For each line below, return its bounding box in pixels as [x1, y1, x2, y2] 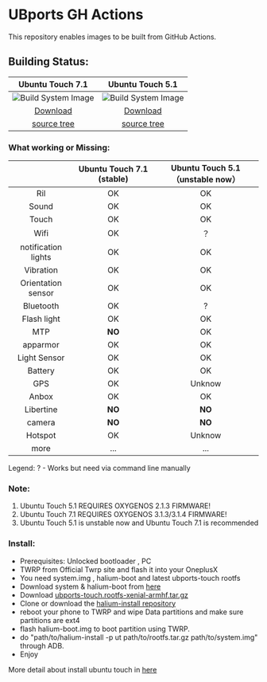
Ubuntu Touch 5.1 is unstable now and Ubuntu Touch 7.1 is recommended [19, 518, 259, 527]
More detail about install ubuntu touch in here [8, 664, 157, 674]
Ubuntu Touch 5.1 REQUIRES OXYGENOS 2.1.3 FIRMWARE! [19, 501, 211, 511]
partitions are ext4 [19, 615, 80, 625]
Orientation [20, 277, 62, 288]
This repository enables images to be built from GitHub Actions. [8, 32, 217, 41]
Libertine [24, 404, 58, 415]
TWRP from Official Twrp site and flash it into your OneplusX [19, 564, 219, 574]
